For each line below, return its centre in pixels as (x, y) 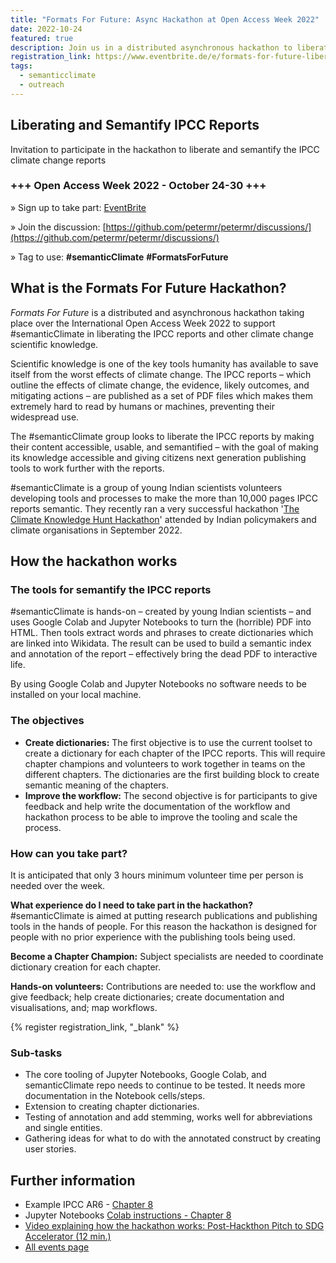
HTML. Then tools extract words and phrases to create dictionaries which (162, 633)
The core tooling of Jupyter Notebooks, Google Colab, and (145, 1075)
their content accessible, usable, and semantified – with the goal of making (164, 447)
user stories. (50, 1149)
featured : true (42, 38)
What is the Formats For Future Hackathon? (148, 288)
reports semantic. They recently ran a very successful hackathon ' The (155, 508)
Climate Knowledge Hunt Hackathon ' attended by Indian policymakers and (163, 519)
